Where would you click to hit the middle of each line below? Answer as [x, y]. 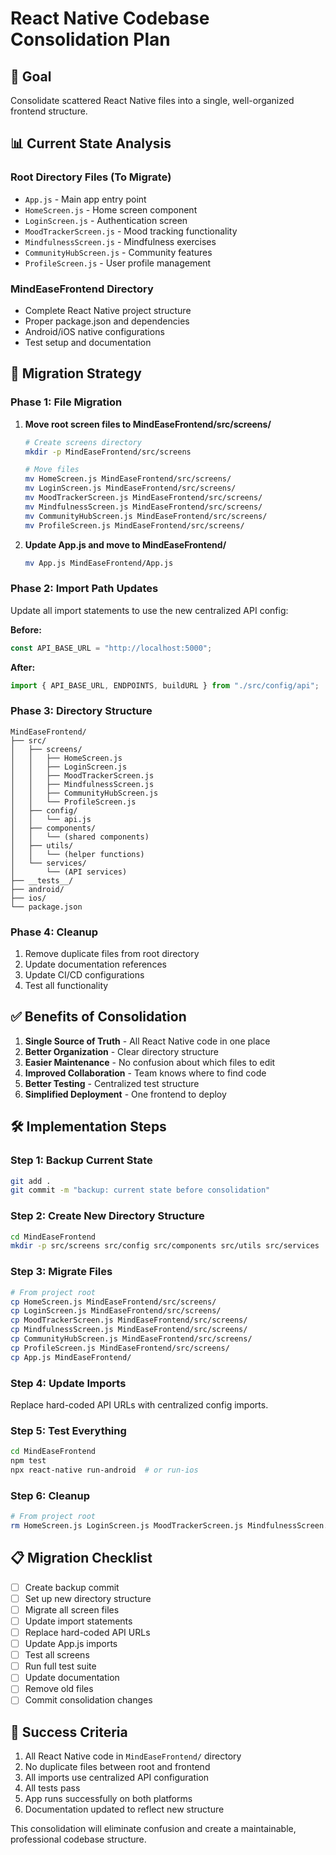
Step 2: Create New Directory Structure [107, 1216]
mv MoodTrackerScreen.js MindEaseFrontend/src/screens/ [143, 498]
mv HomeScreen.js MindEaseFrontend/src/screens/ [128, 479]
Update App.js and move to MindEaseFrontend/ [125, 544]
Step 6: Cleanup [50, 1495]
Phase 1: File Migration [66, 402]
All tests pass [52, 1788]
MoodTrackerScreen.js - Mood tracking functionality [131, 231]
